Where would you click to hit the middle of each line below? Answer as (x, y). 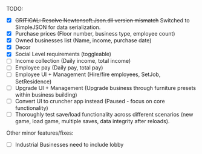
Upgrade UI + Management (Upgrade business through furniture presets (106, 88)
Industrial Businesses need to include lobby (69, 144)
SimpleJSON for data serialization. (58, 27)
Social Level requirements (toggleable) (63, 54)
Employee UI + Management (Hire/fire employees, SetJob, (88, 74)
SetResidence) (33, 82)
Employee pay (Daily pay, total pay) (59, 68)
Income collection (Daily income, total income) (73, 61)
